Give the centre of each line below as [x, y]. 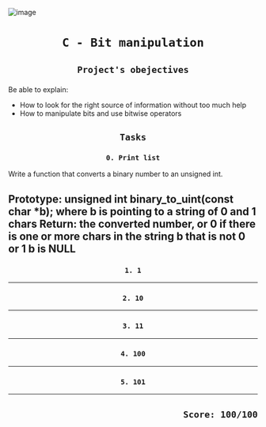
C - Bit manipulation [133, 43]
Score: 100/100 [220, 414]
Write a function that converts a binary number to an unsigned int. [116, 174]
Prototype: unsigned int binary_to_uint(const [121, 199]
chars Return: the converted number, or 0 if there [132, 223]
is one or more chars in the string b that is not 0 [127, 236]
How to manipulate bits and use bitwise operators [101, 113]
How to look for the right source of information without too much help [133, 105]
